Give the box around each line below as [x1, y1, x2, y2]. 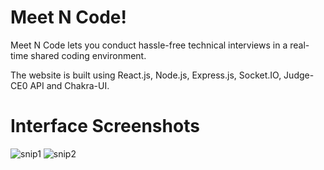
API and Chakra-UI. [29, 79, 110, 91]
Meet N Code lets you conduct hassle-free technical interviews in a [10, 39, 288, 51]
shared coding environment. [30, 49, 147, 61]
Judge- [283, 69, 315, 81]
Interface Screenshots [10, 115, 200, 138]
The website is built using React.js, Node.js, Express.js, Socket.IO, [10, 69, 282, 81]
